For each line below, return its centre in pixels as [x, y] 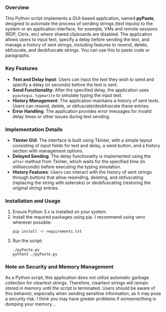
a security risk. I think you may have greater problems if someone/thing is [81, 299]
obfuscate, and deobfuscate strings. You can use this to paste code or [78, 50]
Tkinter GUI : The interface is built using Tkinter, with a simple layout [82, 140]
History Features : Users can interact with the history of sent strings [82, 172]
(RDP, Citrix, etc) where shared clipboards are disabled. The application [79, 34]
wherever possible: [32, 222]
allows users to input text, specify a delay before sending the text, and [77, 39]
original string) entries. [36, 188]
